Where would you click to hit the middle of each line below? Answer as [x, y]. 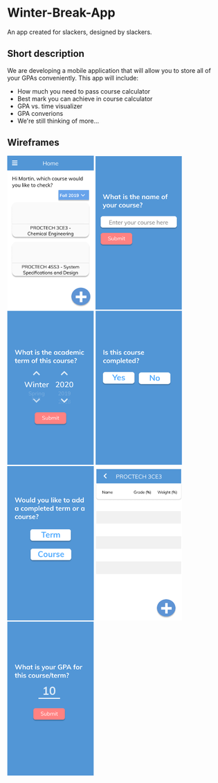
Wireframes [34, 143]
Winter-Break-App [61, 13]
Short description [46, 54]
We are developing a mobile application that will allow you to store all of [109, 70]
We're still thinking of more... [58, 121]
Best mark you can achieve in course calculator [85, 98]
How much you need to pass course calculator [84, 91]
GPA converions [40, 113]
